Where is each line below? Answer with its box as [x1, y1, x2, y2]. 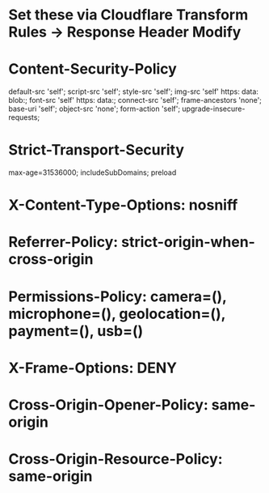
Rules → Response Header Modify [8, 23, 242, 41]
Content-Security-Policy [8, 60, 178, 79]
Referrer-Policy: [8, 233, 119, 252]
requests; [8, 113, 40, 122]
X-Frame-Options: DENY [8, 359, 178, 377]
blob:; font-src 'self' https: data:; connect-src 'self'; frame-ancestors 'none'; [8, 96, 263, 105]
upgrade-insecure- [181, 104, 246, 114]
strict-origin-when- [120, 233, 256, 252]
